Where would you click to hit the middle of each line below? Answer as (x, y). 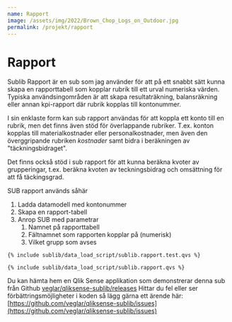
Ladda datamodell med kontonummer (72, 205)
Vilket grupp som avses (62, 243)
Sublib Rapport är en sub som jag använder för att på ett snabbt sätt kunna (116, 82)
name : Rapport (28, 14)
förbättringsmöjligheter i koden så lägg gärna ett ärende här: (95, 296)
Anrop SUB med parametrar (58, 220)
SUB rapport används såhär (48, 191)
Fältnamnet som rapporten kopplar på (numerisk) (100, 235)
